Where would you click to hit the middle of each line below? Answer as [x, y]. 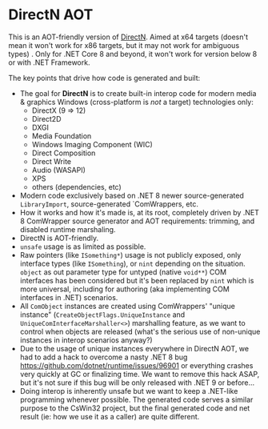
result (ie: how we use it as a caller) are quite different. [110, 416]
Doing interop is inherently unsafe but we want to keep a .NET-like [129, 391]
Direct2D [46, 118]
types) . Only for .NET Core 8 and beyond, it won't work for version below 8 [133, 54]
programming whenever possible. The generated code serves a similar [136, 399]
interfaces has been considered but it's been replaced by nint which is [137, 280]
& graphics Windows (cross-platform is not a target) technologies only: [136, 102]
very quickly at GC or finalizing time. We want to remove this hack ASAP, [140, 374]
